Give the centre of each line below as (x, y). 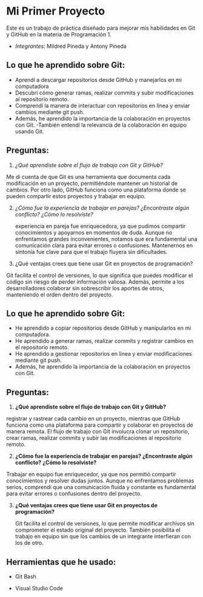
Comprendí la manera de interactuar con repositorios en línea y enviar (102, 105)
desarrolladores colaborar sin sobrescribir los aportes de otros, (85, 288)
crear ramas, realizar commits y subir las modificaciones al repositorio (94, 438)
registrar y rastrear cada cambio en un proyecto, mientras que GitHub (93, 419)
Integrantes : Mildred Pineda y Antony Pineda (71, 46)
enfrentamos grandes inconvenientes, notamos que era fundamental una (106, 239)
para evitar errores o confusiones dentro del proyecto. (74, 494)
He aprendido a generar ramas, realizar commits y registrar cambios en (104, 341)
